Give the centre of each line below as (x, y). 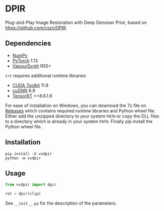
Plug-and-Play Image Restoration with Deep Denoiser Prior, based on (76, 22)
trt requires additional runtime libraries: (46, 76)
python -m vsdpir (23, 158)
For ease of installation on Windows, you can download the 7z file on (76, 105)
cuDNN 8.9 (24, 91)
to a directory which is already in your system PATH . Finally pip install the (79, 121)
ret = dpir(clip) (23, 194)
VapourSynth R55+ (32, 66)
